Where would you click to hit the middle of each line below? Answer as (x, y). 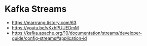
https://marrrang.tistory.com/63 (44, 23)
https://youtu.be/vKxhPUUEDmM (45, 27)
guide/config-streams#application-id (49, 38)
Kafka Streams (36, 9)
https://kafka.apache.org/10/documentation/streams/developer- (77, 33)
